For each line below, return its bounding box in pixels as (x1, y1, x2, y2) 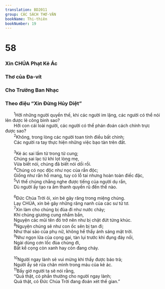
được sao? (5, 128, 26, 134)
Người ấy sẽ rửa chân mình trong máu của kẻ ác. (14, 262, 113, 268)
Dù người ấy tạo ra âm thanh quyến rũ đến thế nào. (14, 184, 118, 190)
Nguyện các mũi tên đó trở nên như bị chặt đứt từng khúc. (14, 217, 132, 223)
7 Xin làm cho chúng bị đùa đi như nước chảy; (14, 206, 106, 213)
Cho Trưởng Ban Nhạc (5, 87, 59, 94)
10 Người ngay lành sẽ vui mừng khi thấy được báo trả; (14, 256, 123, 263)
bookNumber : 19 (5, 21, 37, 26)
